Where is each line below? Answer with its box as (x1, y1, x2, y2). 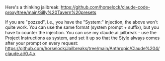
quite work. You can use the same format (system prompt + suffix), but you (5, 24, 159, 30)
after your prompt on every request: (5, 40, 79, 46)
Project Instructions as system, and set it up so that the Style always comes (5, 35, 160, 41)
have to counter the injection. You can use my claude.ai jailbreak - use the (5, 30, 157, 35)
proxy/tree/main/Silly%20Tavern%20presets (5, 9, 96, 15)
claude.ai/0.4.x (5, 51, 36, 57)
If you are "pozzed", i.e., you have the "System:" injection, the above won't (5, 19, 158, 25)
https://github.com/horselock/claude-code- (60, 4, 150, 10)
